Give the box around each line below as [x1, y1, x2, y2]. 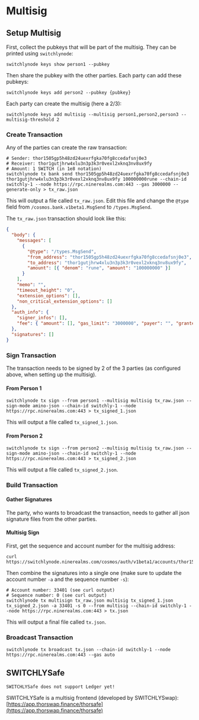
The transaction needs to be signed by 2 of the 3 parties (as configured [6, 364, 181, 372]
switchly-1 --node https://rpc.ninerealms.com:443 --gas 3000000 [6, 181, 171, 188]
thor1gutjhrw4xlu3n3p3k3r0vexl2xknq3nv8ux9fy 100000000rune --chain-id [6, 177, 187, 183]
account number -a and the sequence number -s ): [6, 576, 129, 583]
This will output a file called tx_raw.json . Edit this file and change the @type [6, 197, 190, 205]
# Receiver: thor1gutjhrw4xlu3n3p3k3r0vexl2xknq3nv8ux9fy [6, 161, 152, 167]
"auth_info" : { [11, 309, 49, 316]
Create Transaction [6, 130, 63, 139]
